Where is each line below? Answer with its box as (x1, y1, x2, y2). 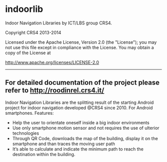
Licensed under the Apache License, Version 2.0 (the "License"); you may (5, 39, 157, 45)
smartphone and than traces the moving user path (12, 141, 115, 147)
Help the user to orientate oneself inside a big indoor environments (12, 119, 150, 125)
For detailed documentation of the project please (5, 79, 160, 87)
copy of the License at (5, 50, 51, 56)
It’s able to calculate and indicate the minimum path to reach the (12, 146, 144, 152)
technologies (12, 130, 39, 136)
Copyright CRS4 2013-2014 (5, 29, 61, 35)
